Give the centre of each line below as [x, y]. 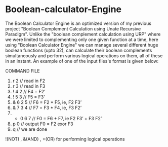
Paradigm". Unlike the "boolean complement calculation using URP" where [83, 34]
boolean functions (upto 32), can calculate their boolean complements [79, 50]
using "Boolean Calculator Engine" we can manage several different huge [82, 45]
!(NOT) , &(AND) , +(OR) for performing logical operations [65, 139]
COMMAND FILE [23, 71]
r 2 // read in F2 [29, 81]
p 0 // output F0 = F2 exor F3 [43, 124]
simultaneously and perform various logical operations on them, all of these [84, 56]
